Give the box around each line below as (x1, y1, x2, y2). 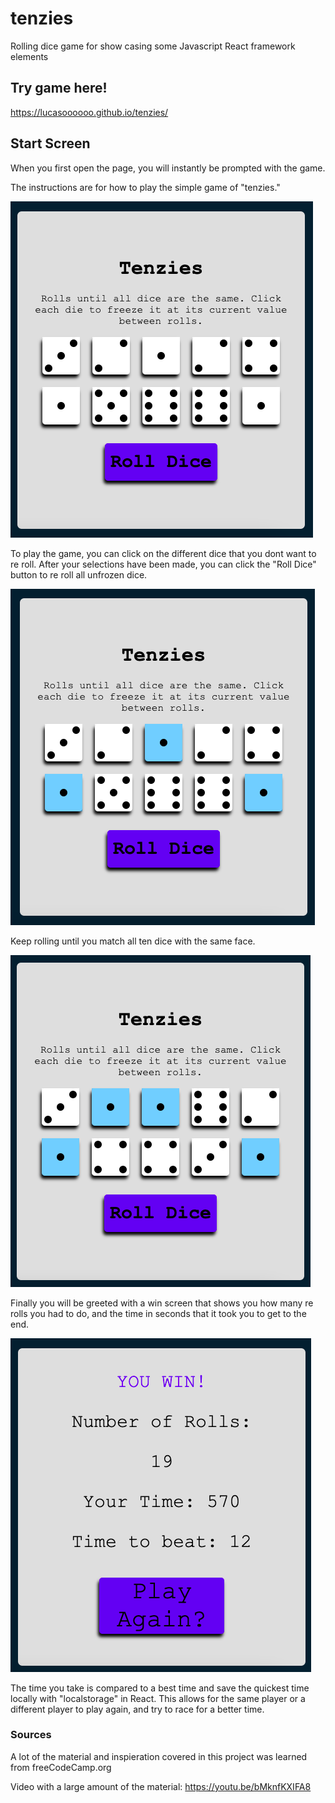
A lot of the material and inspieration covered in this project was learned (10, 1750, 308, 1762)
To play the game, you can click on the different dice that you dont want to (10, 547, 317, 559)
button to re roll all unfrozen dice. (10, 568, 148, 581)
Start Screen (10, 135, 91, 152)
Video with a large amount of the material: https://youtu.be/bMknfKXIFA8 (10, 1780, 312, 1792)
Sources (10, 1728, 52, 1742)
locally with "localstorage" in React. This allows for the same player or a (10, 1692, 306, 1704)
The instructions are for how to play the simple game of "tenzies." (10, 181, 281, 193)
